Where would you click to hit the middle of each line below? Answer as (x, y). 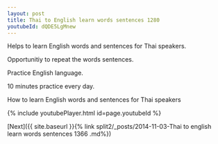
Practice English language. (45, 73)
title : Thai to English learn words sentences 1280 (83, 20)
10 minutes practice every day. (51, 87)
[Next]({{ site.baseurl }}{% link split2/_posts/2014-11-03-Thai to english (109, 127)
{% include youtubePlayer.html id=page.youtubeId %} (84, 113)
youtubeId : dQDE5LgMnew (42, 26)
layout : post (26, 13)
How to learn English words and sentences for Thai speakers (94, 100)
